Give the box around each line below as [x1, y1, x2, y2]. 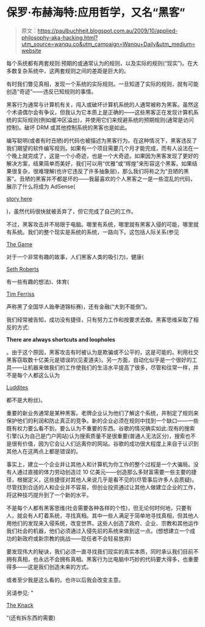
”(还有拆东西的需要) [6, 614, 56, 621]
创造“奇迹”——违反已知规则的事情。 [6, 88, 97, 95]
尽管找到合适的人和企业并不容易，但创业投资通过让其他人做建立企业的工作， [6, 483, 199, 490]
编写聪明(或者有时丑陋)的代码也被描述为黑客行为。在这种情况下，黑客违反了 [6, 137, 198, 144]
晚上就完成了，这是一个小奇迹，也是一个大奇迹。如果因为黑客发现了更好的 [11, 152, 199, 159]
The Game [6, 240, 33, 248]
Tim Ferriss [6, 290, 35, 298]
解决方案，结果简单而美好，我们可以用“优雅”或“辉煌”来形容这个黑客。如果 [6, 160, 192, 167]
